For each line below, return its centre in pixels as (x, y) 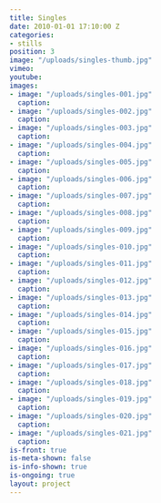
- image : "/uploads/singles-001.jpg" (81, 94)
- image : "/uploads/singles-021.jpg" (81, 433)
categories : (32, 35)
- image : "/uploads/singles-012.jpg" (81, 281)
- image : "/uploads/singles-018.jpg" (81, 382)
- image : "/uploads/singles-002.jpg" (81, 111)
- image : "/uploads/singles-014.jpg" (81, 314)
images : (24, 86)
